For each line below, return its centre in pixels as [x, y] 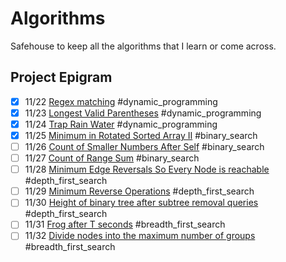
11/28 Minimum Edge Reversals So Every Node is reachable [147, 169]
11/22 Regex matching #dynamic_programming [121, 101]
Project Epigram [61, 77]
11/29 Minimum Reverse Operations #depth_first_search [139, 191]
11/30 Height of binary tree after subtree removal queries [141, 203]
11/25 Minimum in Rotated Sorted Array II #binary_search [141, 135]
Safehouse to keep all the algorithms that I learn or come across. [143, 46]
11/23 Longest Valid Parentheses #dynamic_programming [143, 113]
